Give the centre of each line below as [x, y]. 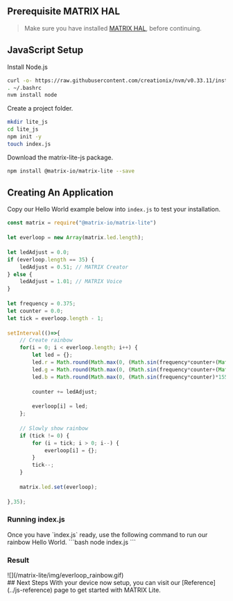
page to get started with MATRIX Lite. [107, 590]
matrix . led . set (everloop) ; [59, 487]
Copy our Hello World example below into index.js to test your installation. [114, 209]
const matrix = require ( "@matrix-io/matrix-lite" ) [82, 223]
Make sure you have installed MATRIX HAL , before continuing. [113, 28]
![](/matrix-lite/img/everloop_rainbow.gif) [66, 575]
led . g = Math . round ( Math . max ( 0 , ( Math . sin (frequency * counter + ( [126, 369]
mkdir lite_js [28, 122]
